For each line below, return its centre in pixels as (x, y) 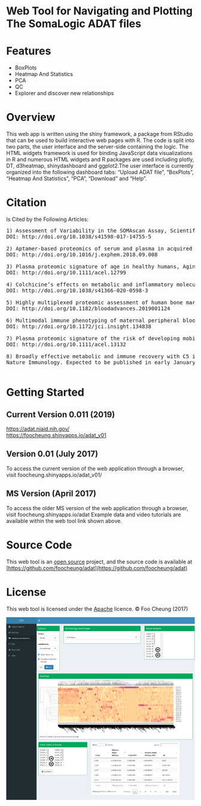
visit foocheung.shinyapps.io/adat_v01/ (54, 475)
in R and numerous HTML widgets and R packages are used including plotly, (100, 159)
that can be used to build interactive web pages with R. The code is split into (100, 140)
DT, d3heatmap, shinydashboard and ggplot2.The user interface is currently (100, 166)
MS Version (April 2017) (51, 494)
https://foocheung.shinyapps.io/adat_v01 (56, 435)
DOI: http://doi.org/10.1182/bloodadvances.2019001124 (88, 309)
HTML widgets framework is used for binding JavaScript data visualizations (99, 153)
